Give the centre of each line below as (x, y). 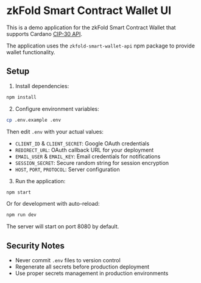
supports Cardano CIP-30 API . (44, 33)
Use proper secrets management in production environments (92, 273)
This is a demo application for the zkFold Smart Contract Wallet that (91, 27)
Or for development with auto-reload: (53, 204)
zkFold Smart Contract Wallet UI (89, 11)
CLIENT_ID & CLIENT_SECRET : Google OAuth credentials (82, 143)
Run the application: (40, 181)
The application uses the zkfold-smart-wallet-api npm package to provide (100, 46)
